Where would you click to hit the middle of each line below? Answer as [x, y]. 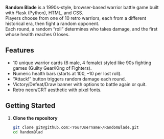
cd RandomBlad [28, 132]
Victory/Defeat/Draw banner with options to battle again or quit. [80, 84]
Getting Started [30, 106]
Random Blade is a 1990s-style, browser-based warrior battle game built [82, 7]
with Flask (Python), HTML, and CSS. [44, 13]
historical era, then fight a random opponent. [52, 23]
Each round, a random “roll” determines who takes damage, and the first [81, 29]
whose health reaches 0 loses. [38, 34]
